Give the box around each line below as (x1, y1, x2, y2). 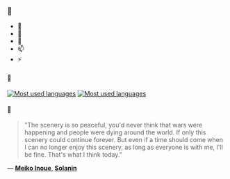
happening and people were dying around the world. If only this (24, 128, 206, 137)
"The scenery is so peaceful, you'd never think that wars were (24, 120, 203, 129)
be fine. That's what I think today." (24, 150, 123, 159)
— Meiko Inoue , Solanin (7, 164, 78, 172)
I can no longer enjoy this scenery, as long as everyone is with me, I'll (24, 143, 224, 151)
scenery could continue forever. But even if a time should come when (24, 135, 224, 143)
